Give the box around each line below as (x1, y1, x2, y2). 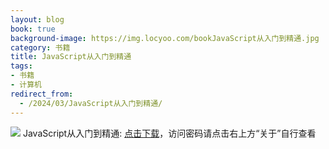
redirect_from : (10, 89, 74, 99)
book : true (10, 24, 56, 34)
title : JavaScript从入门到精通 (10, 52, 132, 62)
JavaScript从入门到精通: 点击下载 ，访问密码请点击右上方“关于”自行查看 (22, 127, 317, 139)
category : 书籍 (10, 42, 71, 53)
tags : (10, 61, 33, 71)
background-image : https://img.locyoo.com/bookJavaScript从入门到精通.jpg (10, 33, 320, 43)
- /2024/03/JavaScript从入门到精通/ (19, 98, 163, 108)
